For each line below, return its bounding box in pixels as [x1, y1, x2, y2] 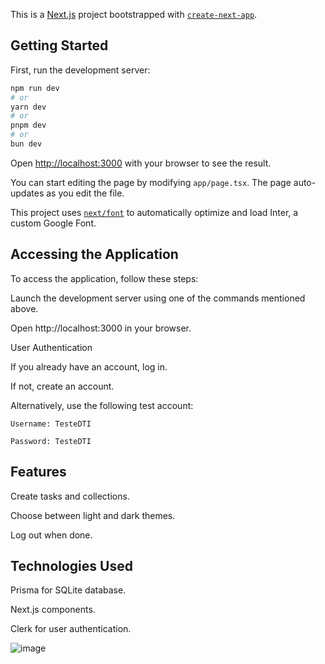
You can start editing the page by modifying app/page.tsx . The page [10, 176, 292, 188]
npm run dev [10, 83, 60, 93]
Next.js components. [10, 604, 96, 616]
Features [10, 464, 67, 481]
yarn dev [10, 102, 47, 112]
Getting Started [10, 37, 109, 54]
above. [10, 302, 39, 314]
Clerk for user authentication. [10, 623, 132, 635]
